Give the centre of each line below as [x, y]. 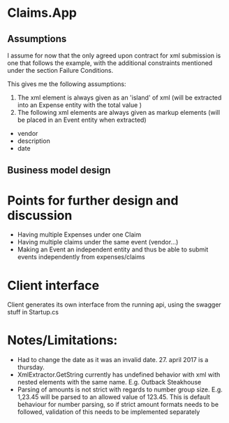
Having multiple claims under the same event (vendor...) [98, 242]
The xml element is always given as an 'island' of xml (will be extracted [119, 97]
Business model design [59, 171]
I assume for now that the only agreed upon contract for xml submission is [114, 55]
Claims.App [42, 13]
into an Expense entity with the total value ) [79, 105]
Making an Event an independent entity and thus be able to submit [113, 249]
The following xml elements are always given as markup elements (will [119, 112]
